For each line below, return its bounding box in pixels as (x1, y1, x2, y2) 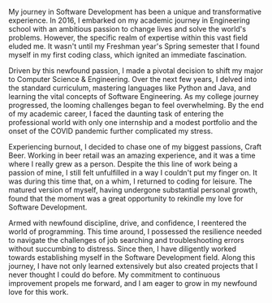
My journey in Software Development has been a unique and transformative (8, 7, 262, 16)
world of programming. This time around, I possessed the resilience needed (8, 227, 262, 236)
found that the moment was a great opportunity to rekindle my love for (8, 194, 244, 203)
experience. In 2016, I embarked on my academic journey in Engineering (8, 15, 250, 25)
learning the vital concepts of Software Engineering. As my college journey (8, 92, 259, 101)
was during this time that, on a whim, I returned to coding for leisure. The (8, 176, 253, 186)
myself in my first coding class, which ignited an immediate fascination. (8, 50, 248, 59)
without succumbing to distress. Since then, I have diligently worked (8, 244, 237, 253)
